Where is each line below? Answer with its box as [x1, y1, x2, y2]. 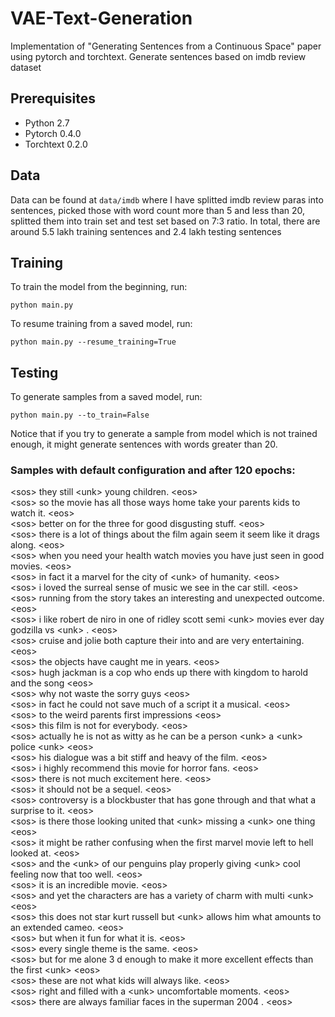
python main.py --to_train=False [10, 410, 150, 421]
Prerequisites [10, 90, 96, 107]
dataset [10, 61, 42, 73]
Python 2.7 [24, 117, 70, 129]
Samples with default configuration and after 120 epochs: [10, 463, 296, 477]
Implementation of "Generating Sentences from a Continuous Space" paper [10, 40, 322, 52]
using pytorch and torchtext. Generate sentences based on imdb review [10, 50, 307, 62]
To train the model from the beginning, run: [10, 281, 188, 293]
